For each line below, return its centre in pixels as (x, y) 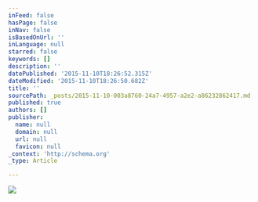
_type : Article (33, 161)
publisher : (26, 117)
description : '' (35, 67)
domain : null (36, 132)
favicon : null (38, 146)
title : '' (24, 88)
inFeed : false (31, 15)
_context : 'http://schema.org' (59, 153)
